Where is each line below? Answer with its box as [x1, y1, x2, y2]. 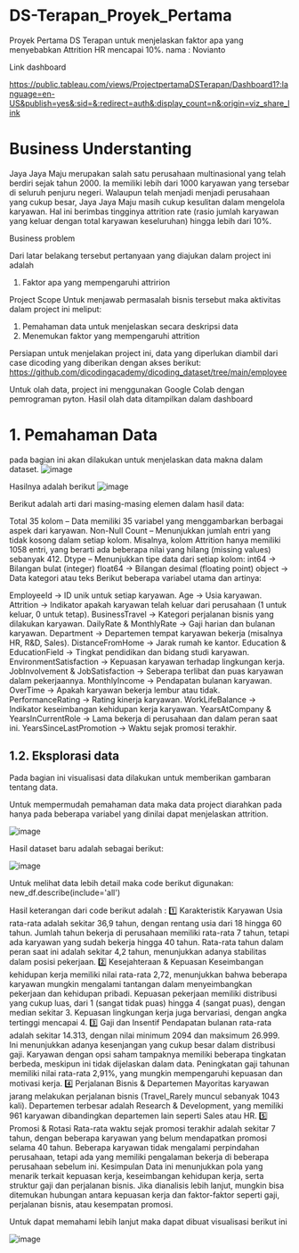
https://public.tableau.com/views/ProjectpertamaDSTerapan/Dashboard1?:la [9, 79, 289, 89]
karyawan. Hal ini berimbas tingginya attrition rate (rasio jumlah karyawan [9, 206, 279, 217]
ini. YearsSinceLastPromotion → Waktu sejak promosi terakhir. [9, 722, 238, 733]
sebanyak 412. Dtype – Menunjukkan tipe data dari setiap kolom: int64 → [9, 553, 277, 564]
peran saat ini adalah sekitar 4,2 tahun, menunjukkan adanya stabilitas [9, 946, 267, 957]
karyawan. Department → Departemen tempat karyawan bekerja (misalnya [9, 627, 283, 638]
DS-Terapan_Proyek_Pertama [9, 5, 232, 26]
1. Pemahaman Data [9, 425, 158, 445]
